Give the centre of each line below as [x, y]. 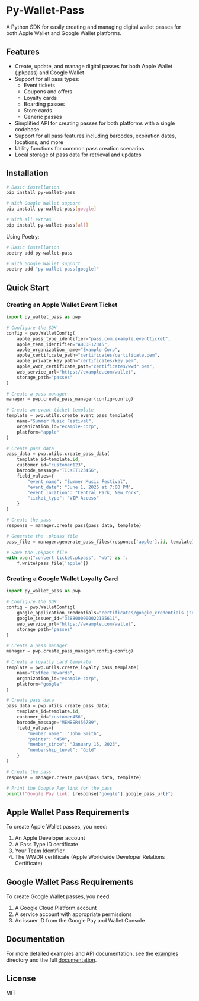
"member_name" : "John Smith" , [65, 733]
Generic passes [43, 117]
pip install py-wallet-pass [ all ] [47, 225]
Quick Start [28, 288]
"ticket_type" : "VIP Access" [63, 498]
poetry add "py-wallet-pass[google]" [53, 269]
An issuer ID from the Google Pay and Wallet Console [80, 921]
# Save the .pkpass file [37, 553]
